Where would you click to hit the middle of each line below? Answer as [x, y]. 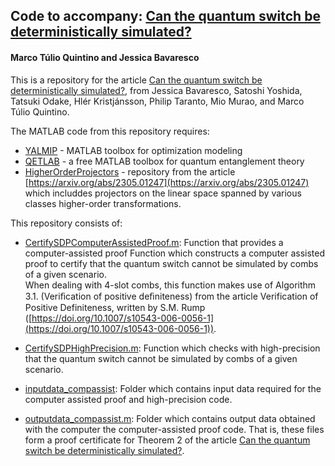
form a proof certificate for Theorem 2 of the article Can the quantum [167, 440]
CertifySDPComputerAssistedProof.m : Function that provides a [154, 242]
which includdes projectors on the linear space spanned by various [163, 193]
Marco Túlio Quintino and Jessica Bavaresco [105, 57]
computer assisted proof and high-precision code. [128, 399]
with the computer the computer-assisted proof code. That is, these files [174, 429]
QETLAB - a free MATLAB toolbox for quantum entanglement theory [164, 161]
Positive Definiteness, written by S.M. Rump [115, 307]
